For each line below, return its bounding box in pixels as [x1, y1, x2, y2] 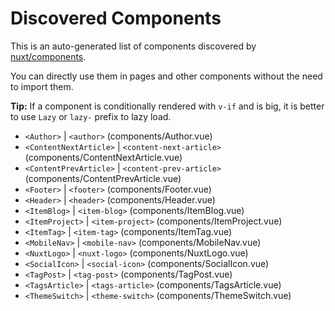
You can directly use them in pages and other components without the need [10, 70, 323, 82]
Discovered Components [10, 7, 222, 30]
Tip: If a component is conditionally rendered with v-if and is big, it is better [10, 100, 325, 112]
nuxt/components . [10, 50, 87, 62]
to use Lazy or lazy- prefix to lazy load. [10, 110, 172, 122]
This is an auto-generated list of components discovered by [10, 40, 257, 52]
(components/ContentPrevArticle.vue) [24, 172, 182, 184]
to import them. [10, 80, 74, 92]
